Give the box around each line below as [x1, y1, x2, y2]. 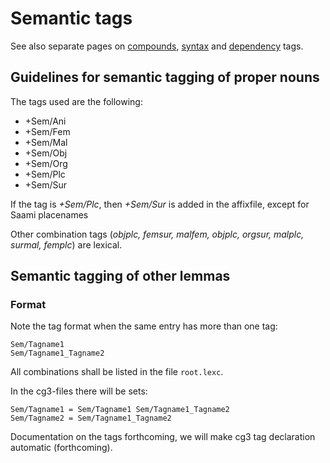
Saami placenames [10, 208, 89, 221]
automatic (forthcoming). [10, 442, 113, 454]
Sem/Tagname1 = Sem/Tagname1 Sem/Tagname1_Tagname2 [10, 405, 230, 415]
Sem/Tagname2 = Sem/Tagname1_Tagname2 [10, 413, 172, 424]
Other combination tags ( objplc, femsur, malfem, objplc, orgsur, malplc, [10, 228, 305, 240]
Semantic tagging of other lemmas [10, 268, 231, 285]
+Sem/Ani [24, 115, 67, 127]
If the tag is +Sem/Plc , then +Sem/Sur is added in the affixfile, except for [10, 198, 310, 210]
